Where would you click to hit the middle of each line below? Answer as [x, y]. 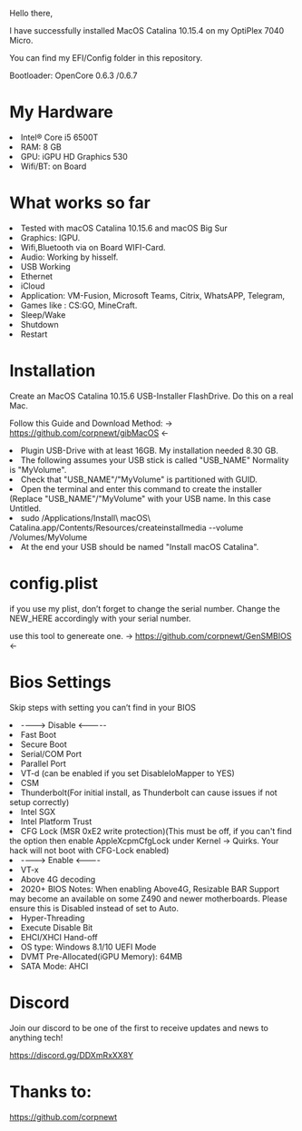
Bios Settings [60, 682]
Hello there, [31, 13]
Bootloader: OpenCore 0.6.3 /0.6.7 [73, 75]
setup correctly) [39, 802]
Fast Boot [39, 734]
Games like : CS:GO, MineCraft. [79, 305]
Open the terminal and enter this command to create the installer [142, 488]
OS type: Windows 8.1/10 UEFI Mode [89, 947]
